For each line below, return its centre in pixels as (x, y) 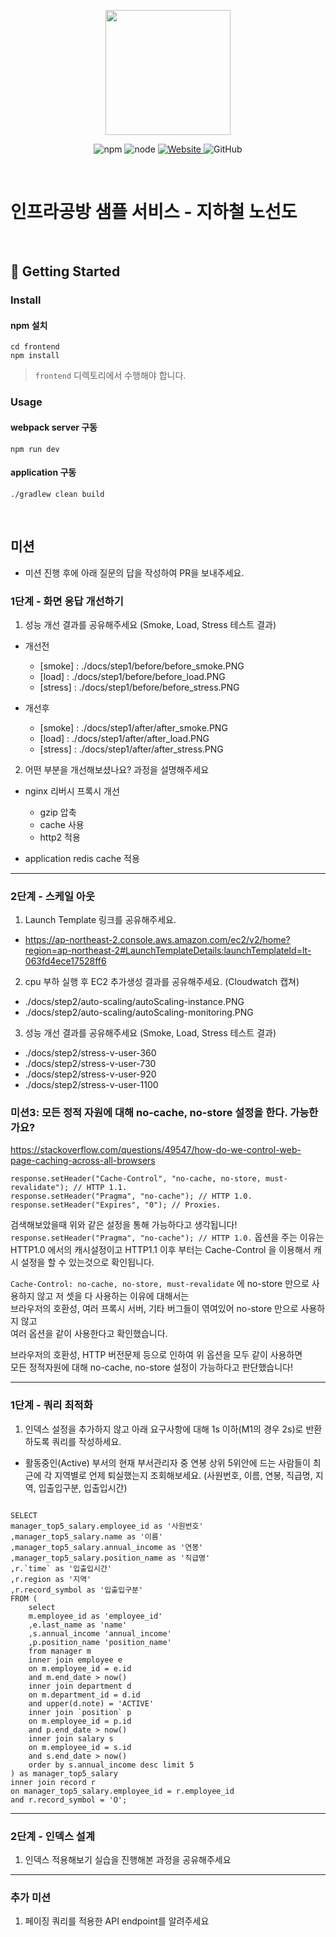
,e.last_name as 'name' (78, 1625)
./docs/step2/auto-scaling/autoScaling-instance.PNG (134, 1002)
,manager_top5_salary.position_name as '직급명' (110, 1558)
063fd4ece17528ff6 (65, 961)
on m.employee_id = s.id (80, 1747)
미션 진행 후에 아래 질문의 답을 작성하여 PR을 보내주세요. (134, 572)
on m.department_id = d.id (84, 1695)
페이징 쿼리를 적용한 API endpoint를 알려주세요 (117, 1921)
